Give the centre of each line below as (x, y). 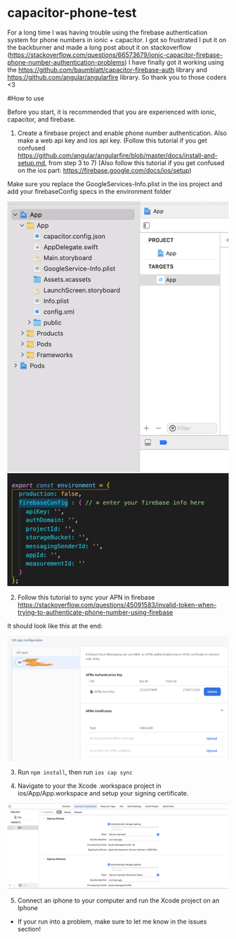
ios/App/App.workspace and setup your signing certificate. (103, 794)
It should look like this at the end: (55, 626)
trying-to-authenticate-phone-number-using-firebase (95, 612)
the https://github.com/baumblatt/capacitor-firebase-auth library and (107, 70)
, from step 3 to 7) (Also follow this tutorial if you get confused (135, 162)
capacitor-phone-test (72, 13)
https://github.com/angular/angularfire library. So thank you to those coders (117, 77)
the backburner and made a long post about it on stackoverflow (99, 47)
